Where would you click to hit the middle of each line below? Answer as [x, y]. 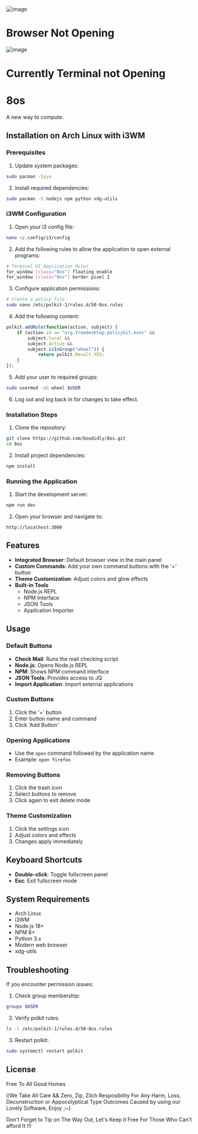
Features [23, 546]
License [21, 1070]
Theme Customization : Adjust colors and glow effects [81, 579]
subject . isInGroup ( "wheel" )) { [66, 349]
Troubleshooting [38, 970]
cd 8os [14, 444]
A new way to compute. [35, 117]
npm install [21, 466]
